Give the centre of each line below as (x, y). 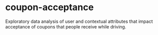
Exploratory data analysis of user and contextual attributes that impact (79, 21)
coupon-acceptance (50, 7)
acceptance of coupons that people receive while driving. (66, 26)
